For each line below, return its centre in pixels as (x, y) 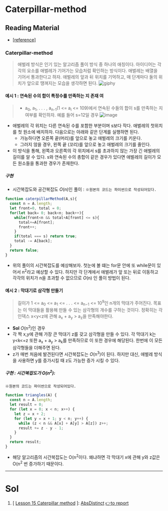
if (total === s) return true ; (46, 236)
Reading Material (32, 28)
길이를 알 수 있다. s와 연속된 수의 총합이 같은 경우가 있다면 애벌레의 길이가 (84, 157)
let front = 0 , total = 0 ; (35, 209)
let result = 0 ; (26, 405)
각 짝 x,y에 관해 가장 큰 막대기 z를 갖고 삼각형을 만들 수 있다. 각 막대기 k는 (84, 334)
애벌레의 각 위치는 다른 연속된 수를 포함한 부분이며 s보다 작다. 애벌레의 (81, 126)
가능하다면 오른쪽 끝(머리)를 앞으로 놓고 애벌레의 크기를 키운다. (81, 138)
